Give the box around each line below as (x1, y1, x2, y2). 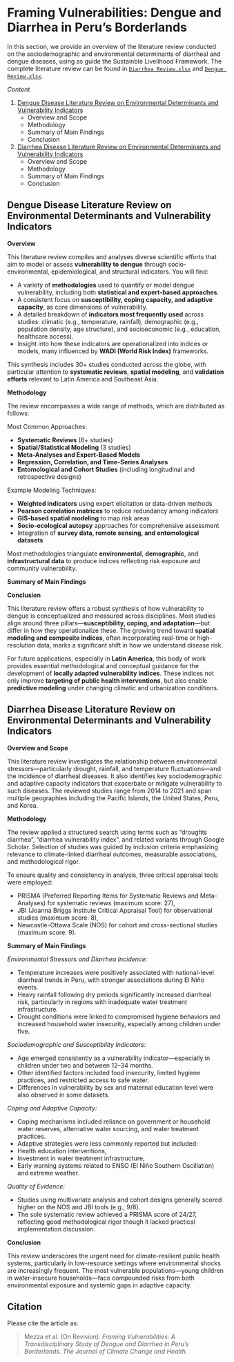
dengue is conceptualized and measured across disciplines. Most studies (7, 612, 216, 620)
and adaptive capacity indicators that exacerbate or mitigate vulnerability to (7, 779, 222, 787)
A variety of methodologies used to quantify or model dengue (17, 281, 195, 289)
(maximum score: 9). (17, 928, 77, 936)
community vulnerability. (7, 564, 77, 572)
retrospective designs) (17, 472, 81, 481)
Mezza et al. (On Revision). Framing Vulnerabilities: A (23, 1332, 176, 1341)
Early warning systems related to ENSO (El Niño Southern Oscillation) (17, 1161, 215, 1169)
